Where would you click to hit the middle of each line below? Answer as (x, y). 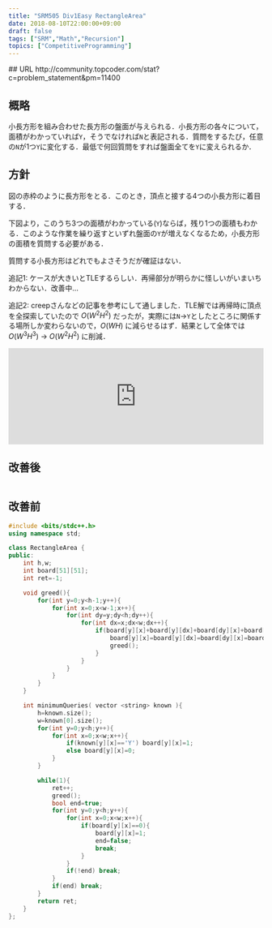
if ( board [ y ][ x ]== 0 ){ (115, 826)
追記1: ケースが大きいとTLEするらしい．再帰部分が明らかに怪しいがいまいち (135, 277)
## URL (21, 69)
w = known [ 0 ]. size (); (70, 720)
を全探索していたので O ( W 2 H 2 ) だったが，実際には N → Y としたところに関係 (132, 315)
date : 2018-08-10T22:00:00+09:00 (65, 24)
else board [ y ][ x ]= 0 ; (101, 751)
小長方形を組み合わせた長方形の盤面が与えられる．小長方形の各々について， (136, 126)
